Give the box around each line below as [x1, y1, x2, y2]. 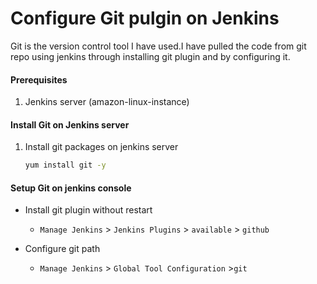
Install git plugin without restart [24, 204, 153, 216]
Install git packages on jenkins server [24, 141, 179, 153]
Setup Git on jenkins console [10, 182, 132, 194]
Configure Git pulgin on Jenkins [10, 7, 280, 30]
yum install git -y [24, 160, 107, 171]
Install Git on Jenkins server [10, 118, 130, 131]
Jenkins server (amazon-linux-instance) [24, 96, 190, 108]
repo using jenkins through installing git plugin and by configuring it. [10, 50, 291, 62]
